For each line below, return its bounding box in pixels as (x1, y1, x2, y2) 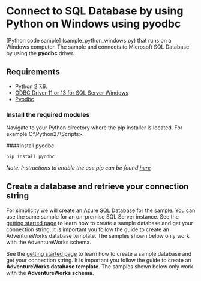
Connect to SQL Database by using (6, 4, 184, 18)
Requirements (6, 67, 60, 77)
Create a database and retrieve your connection (6, 182, 189, 192)
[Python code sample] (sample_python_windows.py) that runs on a (6, 37, 172, 44)
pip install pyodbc (6, 154, 55, 160)
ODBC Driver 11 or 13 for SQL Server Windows (14, 89, 129, 96)
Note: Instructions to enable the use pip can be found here (6, 164, 151, 171)
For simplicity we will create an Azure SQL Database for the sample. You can (6, 207, 196, 214)
